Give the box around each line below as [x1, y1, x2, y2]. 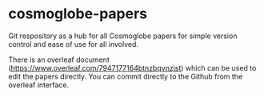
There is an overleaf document [8, 55, 110, 64]
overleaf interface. [8, 80, 70, 90]
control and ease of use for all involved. [8, 39, 138, 48]
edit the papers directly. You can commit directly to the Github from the [8, 71, 243, 81]
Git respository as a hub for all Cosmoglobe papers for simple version [8, 31, 238, 40]
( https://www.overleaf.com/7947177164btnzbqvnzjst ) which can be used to [8, 63, 257, 72]
